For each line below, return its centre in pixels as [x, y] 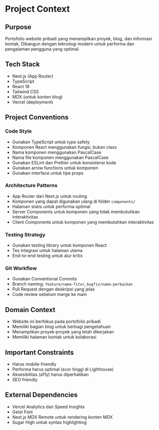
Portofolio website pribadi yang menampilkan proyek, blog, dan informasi [79, 39]
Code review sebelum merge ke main [50, 294]
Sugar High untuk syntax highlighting [49, 422]
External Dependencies [41, 395]
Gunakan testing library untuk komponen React [60, 245]
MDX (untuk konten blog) [37, 97]
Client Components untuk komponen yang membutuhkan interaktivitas [83, 222]
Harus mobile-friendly [34, 364]
